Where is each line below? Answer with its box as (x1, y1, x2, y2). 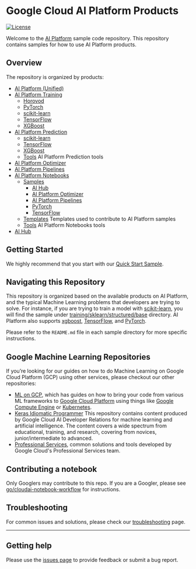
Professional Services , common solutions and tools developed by (14, 441, 172, 448)
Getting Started (6, 244, 64, 255)
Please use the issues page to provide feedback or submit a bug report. (6, 556, 178, 563)
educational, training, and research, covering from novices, (14, 429, 157, 436)
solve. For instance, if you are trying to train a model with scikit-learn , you (6, 305, 183, 312)
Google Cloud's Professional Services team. (14, 447, 121, 454)
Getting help (6, 541, 52, 551)
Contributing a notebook (6, 464, 97, 474)
